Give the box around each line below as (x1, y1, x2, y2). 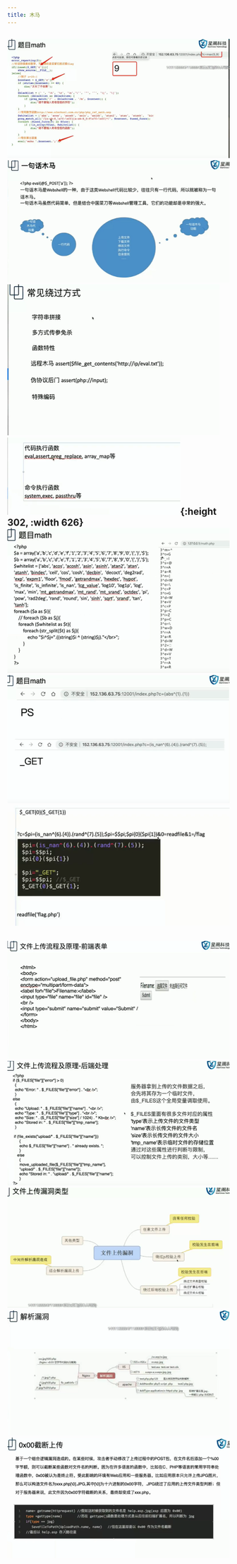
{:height (180, 506, 217, 518)
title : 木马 (7, 11, 40, 18)
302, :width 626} (7, 516, 84, 529)
